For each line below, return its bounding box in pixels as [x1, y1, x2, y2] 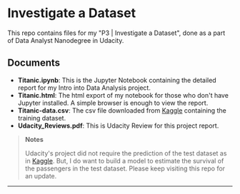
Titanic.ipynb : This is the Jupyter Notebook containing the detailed [17, 76, 216, 84]
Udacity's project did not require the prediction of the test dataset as [24, 148, 227, 158]
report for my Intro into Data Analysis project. [17, 83, 151, 92]
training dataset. [17, 113, 66, 122]
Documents [7, 57, 61, 69]
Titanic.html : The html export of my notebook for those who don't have [17, 91, 229, 99]
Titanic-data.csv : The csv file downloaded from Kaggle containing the [17, 106, 226, 115]
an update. [24, 171, 57, 180]
